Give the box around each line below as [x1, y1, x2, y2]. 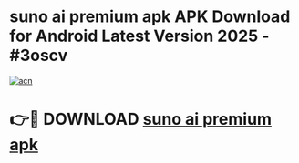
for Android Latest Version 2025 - [9, 25, 270, 46]
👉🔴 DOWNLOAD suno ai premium [9, 109, 272, 129]
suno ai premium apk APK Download [9, 6, 291, 27]
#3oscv [9, 46, 68, 66]
